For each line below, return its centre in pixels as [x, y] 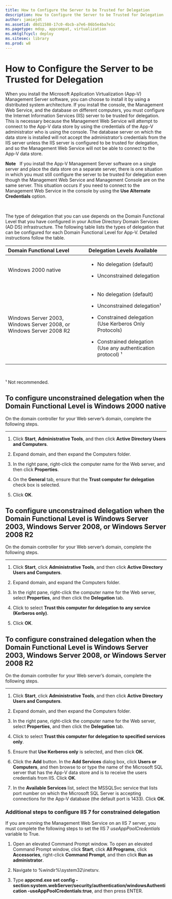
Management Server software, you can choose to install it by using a [78, 99]
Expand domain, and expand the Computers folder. [67, 583]
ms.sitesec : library [27, 39]
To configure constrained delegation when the [81, 639]
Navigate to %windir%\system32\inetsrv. [56, 870]
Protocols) [110, 330]
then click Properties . [36, 469]
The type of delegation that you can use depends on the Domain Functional [85, 216]
